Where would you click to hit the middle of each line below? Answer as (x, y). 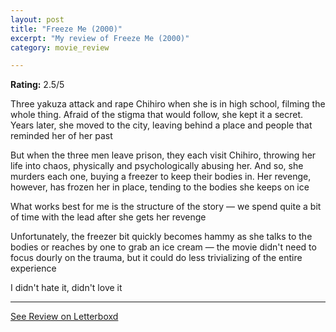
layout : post (37, 19)
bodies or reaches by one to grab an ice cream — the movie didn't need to (163, 247)
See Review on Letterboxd (64, 317)
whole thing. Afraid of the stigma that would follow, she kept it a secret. (157, 115)
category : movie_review (60, 47)
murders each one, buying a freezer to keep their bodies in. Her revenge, (161, 177)
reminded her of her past (61, 136)
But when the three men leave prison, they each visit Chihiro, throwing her (163, 155)
